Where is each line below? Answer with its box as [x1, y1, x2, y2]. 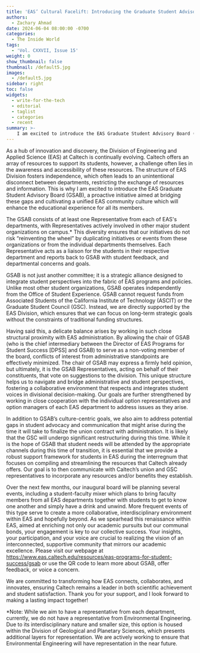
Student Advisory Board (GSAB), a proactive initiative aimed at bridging [6, 191, 181, 199]
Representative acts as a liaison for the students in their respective [6, 247, 170, 254]
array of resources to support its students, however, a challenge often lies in [6, 159, 193, 167]
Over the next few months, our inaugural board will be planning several [6, 484, 180, 491]
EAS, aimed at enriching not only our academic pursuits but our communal [6, 521, 189, 528]
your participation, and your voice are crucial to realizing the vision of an [6, 534, 184, 541]
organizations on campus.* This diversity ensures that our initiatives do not [6, 228, 190, 236]
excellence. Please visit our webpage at [6, 547, 104, 554]
